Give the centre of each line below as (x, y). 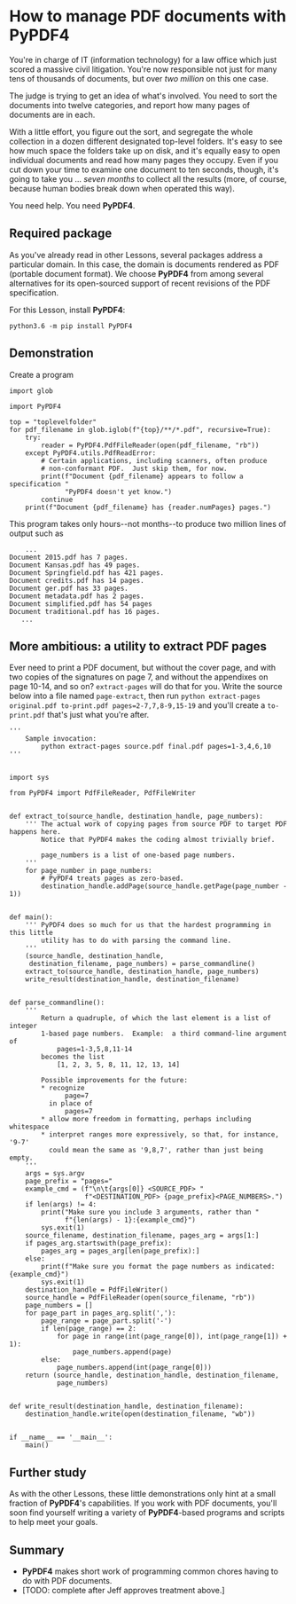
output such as (36, 533)
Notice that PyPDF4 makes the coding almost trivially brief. (158, 840)
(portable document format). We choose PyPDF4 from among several (136, 273)
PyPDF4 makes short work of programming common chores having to (150, 1571)
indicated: (255, 1267)
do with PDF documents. (67, 1580)
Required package (61, 234)
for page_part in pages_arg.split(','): (101, 1313)
